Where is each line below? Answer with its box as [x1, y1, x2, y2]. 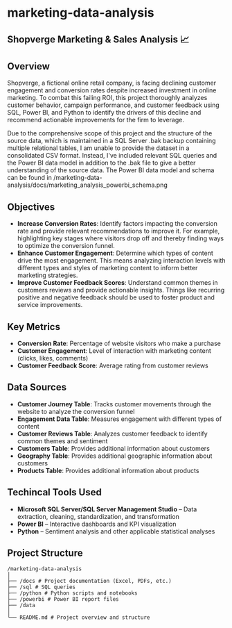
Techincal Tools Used [7, 486, 102, 498]
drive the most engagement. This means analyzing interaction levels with [17, 256, 226, 265]
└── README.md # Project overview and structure [7, 614, 150, 621]
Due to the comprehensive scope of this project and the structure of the [7, 129, 213, 138]
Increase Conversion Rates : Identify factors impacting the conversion [17, 220, 218, 228]
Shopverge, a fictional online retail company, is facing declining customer [7, 78, 217, 88]
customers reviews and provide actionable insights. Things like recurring [17, 286, 225, 295]
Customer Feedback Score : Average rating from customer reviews [17, 361, 209, 370]
